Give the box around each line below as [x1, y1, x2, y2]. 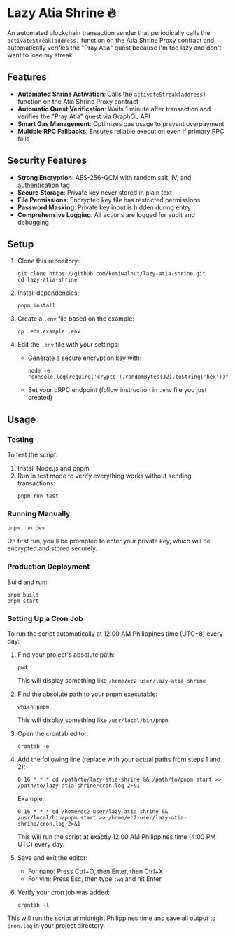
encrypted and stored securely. [7, 544, 98, 553]
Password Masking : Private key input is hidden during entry [17, 203, 191, 211]
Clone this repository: [17, 257, 80, 265]
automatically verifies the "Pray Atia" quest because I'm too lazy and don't [7, 43, 222, 52]
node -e [27, 368, 50, 375]
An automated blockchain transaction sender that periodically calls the [7, 28, 211, 36]
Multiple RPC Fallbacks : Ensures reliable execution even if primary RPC [17, 127, 225, 135]
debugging [17, 218, 49, 226]
